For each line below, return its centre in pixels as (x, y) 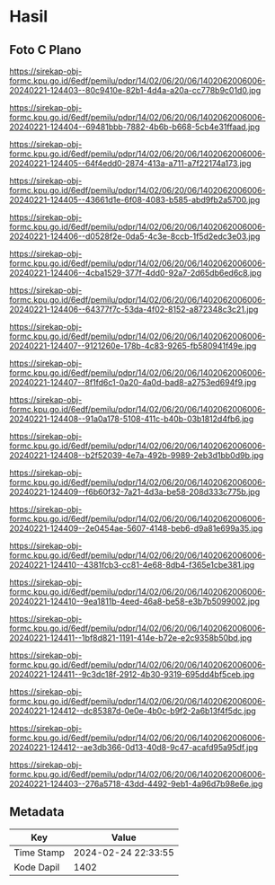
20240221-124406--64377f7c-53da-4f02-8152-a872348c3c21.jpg (134, 309)
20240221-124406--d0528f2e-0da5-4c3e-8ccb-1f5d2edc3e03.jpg (135, 236)
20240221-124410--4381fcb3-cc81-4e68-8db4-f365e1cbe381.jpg (132, 565)
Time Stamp (40, 853)
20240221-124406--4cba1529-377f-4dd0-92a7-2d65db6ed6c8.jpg (136, 273)
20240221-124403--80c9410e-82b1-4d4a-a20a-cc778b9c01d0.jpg (135, 90)
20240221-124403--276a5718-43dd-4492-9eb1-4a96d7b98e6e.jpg (136, 784)
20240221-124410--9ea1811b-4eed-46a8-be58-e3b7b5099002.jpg (135, 601)
